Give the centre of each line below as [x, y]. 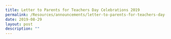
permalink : [17, 15]
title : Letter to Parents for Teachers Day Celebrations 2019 [73, 10]
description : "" [22, 29]
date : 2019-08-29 [24, 19]
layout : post [19, 24]
